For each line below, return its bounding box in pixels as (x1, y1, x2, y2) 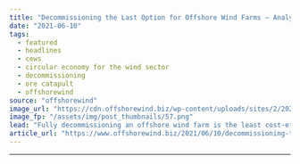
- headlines (17, 46, 62, 55)
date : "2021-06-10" (9, 21, 82, 30)
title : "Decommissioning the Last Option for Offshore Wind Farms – (9, 12, 270, 22)
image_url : (9, 104, 50, 113)
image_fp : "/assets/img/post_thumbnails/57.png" (9, 112, 194, 121)
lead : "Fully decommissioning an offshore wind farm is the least (9, 121, 262, 130)
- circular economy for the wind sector (17, 63, 170, 72)
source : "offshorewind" (9, 95, 98, 105)
